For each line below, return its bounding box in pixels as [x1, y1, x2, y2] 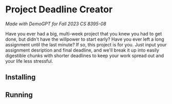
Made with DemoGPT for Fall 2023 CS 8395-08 [5, 21, 106, 27]
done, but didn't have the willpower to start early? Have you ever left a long [5, 36, 164, 42]
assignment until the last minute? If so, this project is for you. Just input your [5, 41, 167, 47]
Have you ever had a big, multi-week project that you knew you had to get [5, 30, 162, 37]
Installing [5, 73, 36, 82]
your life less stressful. [5, 58, 53, 64]
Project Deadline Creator [5, 4, 113, 15]
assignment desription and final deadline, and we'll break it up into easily [5, 47, 159, 53]
